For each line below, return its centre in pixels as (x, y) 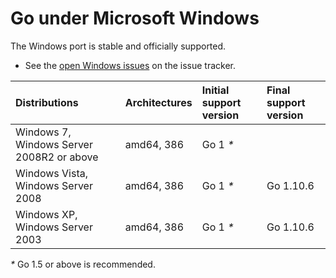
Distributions (47, 102)
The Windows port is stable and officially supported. (118, 46)
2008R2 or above (57, 157)
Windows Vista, (51, 173)
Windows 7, (43, 132)
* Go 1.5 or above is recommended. (83, 264)
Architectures (158, 102)
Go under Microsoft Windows (135, 18)
